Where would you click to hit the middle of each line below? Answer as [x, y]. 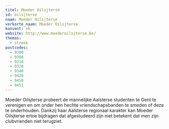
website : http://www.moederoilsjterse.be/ [51, 33]
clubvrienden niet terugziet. [34, 121]
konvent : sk [18, 29]
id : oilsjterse [21, 15]
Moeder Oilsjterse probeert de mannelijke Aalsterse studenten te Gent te [81, 100]
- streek [19, 43]
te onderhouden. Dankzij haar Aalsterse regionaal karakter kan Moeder [79, 110]
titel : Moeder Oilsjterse [32, 10]
